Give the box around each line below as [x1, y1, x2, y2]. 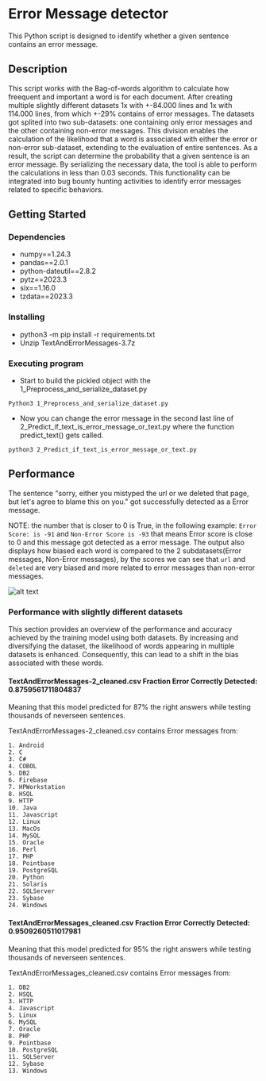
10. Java [8, 804, 37, 812]
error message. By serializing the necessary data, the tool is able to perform [8, 160, 257, 169]
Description [8, 63, 67, 76]
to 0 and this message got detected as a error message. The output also [8, 537, 245, 547]
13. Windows [8, 1067, 48, 1075]
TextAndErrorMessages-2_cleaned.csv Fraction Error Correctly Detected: [8, 676, 258, 686]
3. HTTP [8, 997, 34, 1005]
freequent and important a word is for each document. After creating [8, 92, 233, 102]
